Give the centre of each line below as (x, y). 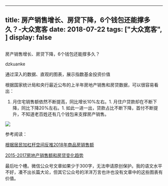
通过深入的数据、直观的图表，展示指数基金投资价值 (58, 74)
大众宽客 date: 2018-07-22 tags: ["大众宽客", (92, 30)
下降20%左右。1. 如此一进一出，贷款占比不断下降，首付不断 (92, 108)
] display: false (29, 38)
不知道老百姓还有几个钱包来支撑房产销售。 (65, 114)
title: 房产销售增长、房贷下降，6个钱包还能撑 (74, 20)
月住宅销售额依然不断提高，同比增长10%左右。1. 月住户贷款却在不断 (82, 101)
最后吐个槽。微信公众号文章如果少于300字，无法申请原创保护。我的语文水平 (84, 166)
